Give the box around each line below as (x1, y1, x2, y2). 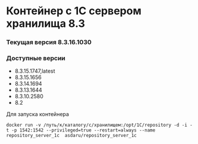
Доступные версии (6, 54, 65, 62)
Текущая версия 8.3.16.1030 (6, 38, 92, 46)
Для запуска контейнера (6, 111, 70, 118)
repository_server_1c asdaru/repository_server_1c (6, 133, 137, 139)
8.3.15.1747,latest (14, 67, 55, 75)
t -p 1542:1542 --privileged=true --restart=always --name (6, 127, 156, 133)
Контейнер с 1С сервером (6, 4, 142, 18)
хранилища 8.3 (6, 17, 85, 30)
